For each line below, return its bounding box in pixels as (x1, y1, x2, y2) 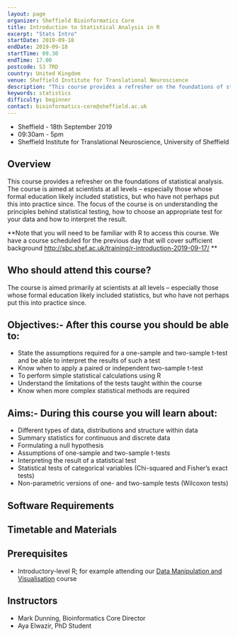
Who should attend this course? (7, 264, 152, 277)
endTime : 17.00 (7, 57, 52, 64)
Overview (7, 158, 52, 171)
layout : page (7, 10, 46, 18)
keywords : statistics (7, 90, 72, 97)
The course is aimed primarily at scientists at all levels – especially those (7, 283, 219, 291)
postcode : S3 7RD (7, 63, 59, 70)
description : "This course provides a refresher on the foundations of (7, 83, 223, 90)
